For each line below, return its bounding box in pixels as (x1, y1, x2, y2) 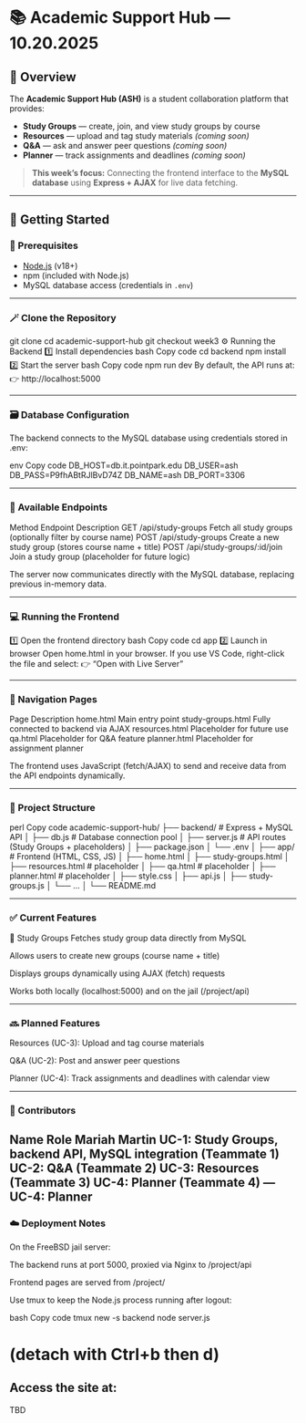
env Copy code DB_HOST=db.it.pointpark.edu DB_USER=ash (9, 460, 239, 471)
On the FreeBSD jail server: (9, 1241, 111, 1252)
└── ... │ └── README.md (53, 880, 157, 891)
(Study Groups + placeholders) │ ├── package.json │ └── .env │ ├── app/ (9, 841, 295, 853)
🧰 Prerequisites (9, 239, 79, 252)
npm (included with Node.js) (22, 270, 129, 281)
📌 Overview (9, 69, 76, 85)
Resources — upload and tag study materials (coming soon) (22, 130, 250, 141)
